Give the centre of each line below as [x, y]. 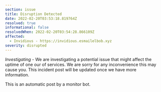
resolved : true [20, 23]
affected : [15, 37]
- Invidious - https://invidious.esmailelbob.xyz [61, 41]
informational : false [27, 28]
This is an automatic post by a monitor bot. [48, 84]
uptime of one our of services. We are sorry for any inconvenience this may [81, 64]
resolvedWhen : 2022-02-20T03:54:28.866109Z [50, 32]
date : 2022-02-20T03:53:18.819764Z [41, 18]
